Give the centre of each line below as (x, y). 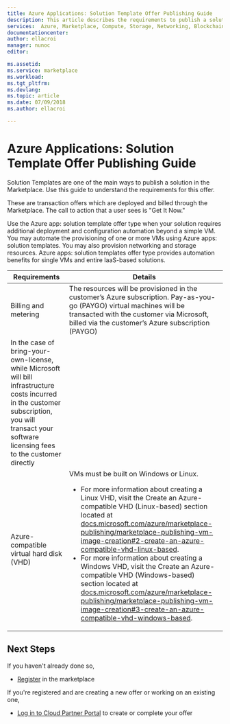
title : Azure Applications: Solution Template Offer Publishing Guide (110, 13)
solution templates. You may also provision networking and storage (102, 245)
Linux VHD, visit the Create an (129, 498)
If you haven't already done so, (51, 666)
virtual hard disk (37, 553)
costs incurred (34, 394)
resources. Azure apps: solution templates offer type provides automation (111, 253)
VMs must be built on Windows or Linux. (133, 474)
